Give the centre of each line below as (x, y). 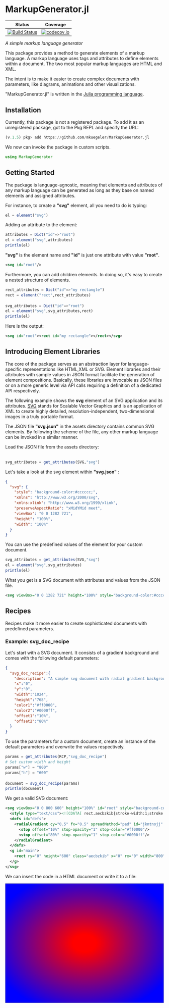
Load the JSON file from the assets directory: (52, 447)
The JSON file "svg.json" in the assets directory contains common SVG (80, 426)
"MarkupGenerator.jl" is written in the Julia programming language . (75, 94)
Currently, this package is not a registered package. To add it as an (75, 122)
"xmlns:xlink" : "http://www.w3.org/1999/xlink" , (66, 503)
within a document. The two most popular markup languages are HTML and (84, 64)
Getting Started (30, 173)
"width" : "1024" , (31, 695)
